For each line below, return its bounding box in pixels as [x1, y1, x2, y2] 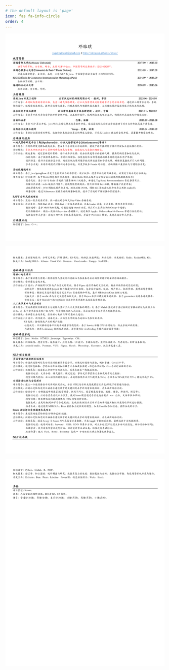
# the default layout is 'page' [5, 8, 73, 13]
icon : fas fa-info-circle [5, 13, 60, 19]
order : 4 [5, 19, 24, 24]
